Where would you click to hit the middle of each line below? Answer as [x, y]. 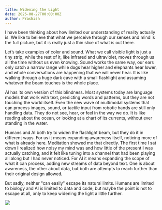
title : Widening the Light [32, 9]
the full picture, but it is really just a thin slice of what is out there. [70, 43]
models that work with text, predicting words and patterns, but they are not [80, 97]
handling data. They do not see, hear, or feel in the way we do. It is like [75, 113]
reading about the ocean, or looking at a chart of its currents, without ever [79, 118]
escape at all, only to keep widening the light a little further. [64, 194]
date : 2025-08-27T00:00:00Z [33, 14]
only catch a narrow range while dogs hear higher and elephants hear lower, [81, 67]
